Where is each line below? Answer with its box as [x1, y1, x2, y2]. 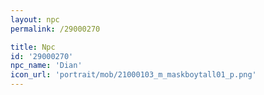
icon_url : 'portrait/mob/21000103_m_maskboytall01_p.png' [10, 70, 257, 80]
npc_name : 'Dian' [10, 61, 83, 71]
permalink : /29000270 [10, 24, 101, 34]
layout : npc [10, 14, 60, 25]
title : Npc [10, 42, 56, 52]
